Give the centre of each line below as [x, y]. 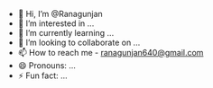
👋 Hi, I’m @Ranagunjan [60, 14]
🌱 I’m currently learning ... [66, 33]
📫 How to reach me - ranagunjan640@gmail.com [111, 53]
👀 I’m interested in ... [56, 23]
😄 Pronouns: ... [47, 66]
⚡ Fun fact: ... [42, 75]
